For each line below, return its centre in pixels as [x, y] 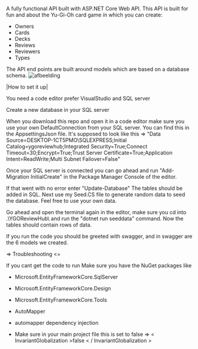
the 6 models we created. [37, 243]
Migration [18, 177]
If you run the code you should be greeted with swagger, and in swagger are [99, 236]
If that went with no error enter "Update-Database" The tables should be [95, 188]
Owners [24, 26]
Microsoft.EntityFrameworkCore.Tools [61, 300]
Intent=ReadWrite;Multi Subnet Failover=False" [63, 159]
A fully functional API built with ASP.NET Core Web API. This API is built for [97, 9]
